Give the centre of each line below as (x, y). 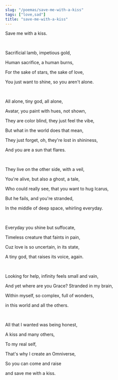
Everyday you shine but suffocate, (40, 228)
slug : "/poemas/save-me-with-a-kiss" (44, 10)
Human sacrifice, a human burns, (39, 63)
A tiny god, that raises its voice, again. (44, 257)
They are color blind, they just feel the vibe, (50, 121)
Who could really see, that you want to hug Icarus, (57, 189)
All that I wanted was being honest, (41, 325)
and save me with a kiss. (30, 373)
